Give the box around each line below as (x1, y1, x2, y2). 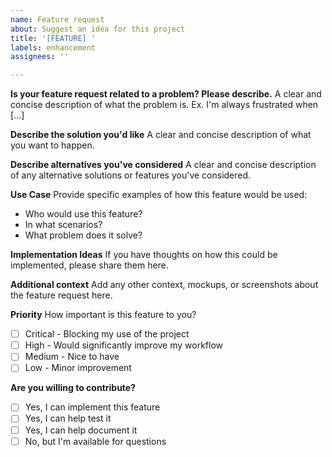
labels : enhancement (10, 42, 97, 53)
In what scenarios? (24, 219, 103, 231)
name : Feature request (10, 14, 105, 25)
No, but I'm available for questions (24, 435, 167, 447)
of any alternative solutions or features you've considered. (10, 169, 252, 181)
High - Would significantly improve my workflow (24, 339, 224, 351)
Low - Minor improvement (24, 362, 132, 374)
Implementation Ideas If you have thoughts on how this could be (10, 249, 278, 261)
